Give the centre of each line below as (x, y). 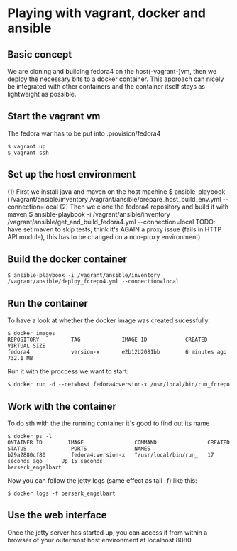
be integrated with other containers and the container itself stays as (106, 86)
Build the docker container (67, 260)
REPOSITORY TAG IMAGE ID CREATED (108, 340)
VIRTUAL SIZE (27, 346)
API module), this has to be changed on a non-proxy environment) (104, 236)
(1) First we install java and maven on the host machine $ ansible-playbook (116, 191)
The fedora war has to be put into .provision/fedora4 (84, 133)
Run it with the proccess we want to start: (68, 371)
